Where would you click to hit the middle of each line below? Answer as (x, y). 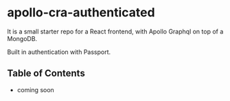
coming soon (36, 89)
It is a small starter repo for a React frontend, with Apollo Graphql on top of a (115, 31)
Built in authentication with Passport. (59, 52)
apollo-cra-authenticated (81, 13)
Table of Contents (46, 73)
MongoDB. (22, 38)
